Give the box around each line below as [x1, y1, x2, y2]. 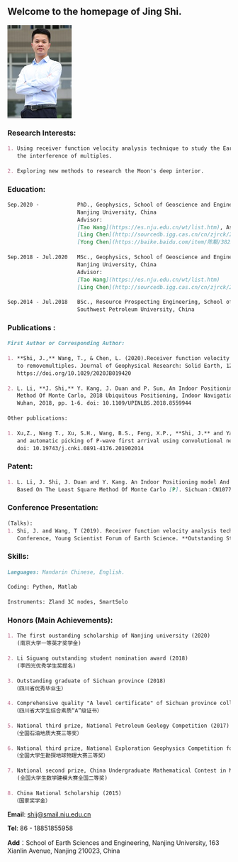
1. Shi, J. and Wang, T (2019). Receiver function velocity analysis [7, 527, 217, 535]
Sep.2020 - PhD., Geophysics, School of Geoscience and [7, 201, 211, 208]
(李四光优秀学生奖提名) [16, 662, 76, 670]
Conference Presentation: [7, 503, 99, 513]
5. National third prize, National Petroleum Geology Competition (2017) [7, 722, 230, 729]
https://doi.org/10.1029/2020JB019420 [16, 369, 132, 377]
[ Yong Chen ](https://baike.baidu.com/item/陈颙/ [76, 239, 221, 246]
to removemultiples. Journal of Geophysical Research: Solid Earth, [16, 362, 223, 369]
